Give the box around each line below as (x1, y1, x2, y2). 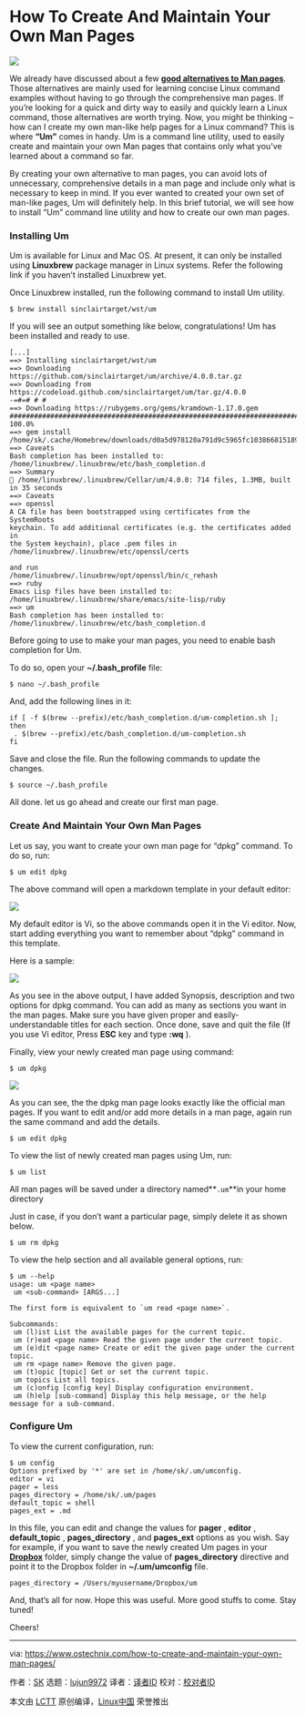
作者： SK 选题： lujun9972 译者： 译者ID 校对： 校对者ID (9, 1676, 216, 1687)
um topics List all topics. (13, 1375, 120, 1384)
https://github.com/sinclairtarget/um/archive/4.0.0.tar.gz (9, 372, 243, 382)
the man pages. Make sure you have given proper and (9, 1009, 212, 1020)
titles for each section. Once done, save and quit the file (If (70, 1018, 291, 1030)
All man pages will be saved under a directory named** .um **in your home (9, 1183, 287, 1194)
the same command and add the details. (9, 1116, 161, 1127)
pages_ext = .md (9, 1506, 71, 1516)
